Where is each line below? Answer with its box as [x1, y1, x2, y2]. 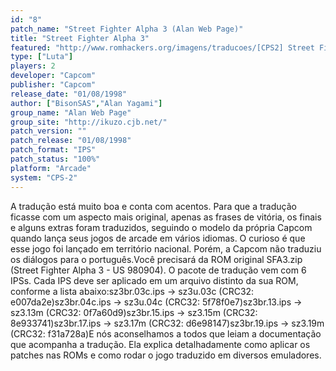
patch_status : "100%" [10, 154, 101, 164]
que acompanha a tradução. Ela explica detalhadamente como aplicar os [10, 338, 311, 350]
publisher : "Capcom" [10, 80, 97, 90]
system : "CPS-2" [10, 172, 78, 183]
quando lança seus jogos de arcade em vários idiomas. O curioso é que [10, 232, 306, 244]
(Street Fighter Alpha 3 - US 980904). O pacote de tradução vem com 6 [10, 264, 307, 276]
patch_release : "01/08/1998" [10, 136, 132, 146]
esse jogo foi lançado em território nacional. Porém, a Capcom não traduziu [10, 242, 322, 255]
